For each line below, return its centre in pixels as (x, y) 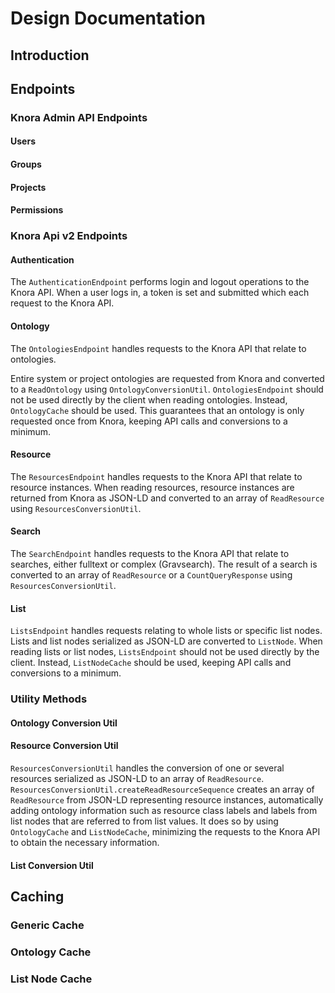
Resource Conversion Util (64, 746)
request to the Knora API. (62, 303)
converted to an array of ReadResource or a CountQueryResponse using (151, 575)
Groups (26, 164)
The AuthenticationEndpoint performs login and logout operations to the (160, 282)
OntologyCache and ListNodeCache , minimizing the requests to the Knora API (165, 831)
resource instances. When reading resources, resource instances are (152, 487)
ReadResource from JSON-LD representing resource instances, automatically (167, 799)
